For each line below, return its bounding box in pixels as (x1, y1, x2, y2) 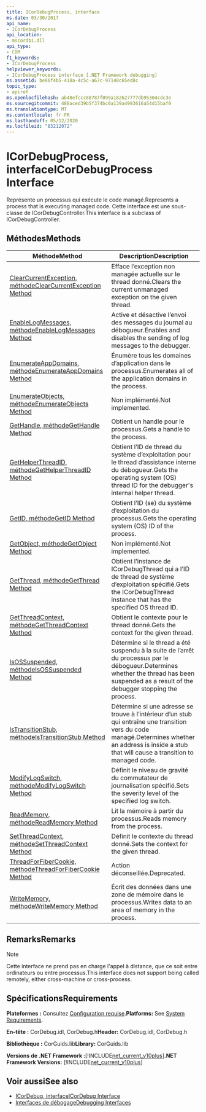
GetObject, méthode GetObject (9, 539, 97, 547)
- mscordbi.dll (6, 37, 45, 44)
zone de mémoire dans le (111, 890, 184, 899)
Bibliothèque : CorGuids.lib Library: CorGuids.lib (6, 1040, 129, 1047)
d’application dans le (111, 359, 171, 367)
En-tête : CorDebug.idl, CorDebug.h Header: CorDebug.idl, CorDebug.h (6, 1028, 188, 1035)
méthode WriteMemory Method (9, 901, 98, 910)
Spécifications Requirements (6, 993, 118, 1004)
